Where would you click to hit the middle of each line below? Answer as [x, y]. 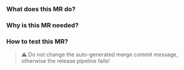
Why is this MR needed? [42, 25]
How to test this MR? [37, 41]
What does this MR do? [41, 9]
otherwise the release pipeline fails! [65, 61]
